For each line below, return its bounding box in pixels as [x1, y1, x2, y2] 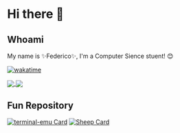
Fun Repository [7, 99, 74, 111]
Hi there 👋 [7, 6, 64, 22]
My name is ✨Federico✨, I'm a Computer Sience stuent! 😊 [7, 52, 174, 60]
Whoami [7, 34, 44, 45]
